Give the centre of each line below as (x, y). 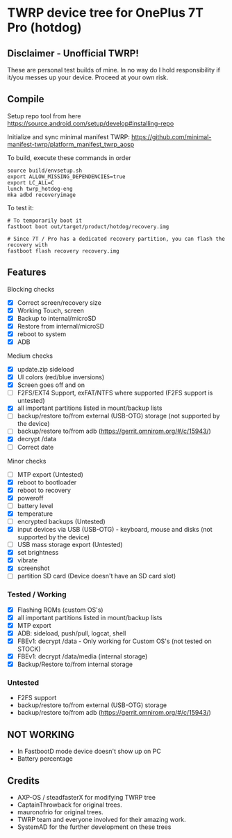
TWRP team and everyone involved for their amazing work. (101, 820)
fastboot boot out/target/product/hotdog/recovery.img (88, 227)
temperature (35, 514)
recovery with (28, 245)
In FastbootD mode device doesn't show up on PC (89, 751)
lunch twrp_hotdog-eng (40, 189)
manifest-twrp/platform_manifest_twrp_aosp (71, 144)
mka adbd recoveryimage (42, 195)
